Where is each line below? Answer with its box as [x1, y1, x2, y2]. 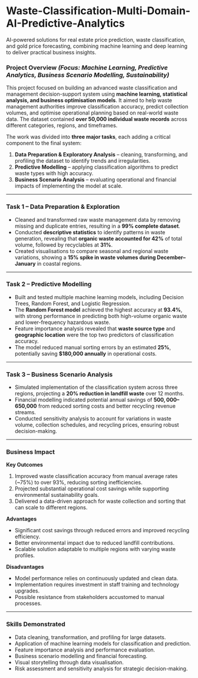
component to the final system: [6, 140, 82, 147]
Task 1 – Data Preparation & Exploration [6, 202, 120, 211]
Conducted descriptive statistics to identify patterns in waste [14, 228, 166, 235]
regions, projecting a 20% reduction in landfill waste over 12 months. [14, 390, 184, 397]
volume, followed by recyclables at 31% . [14, 241, 113, 248]
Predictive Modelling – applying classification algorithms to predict [14, 163, 179, 171]
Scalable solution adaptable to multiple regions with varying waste [14, 546, 176, 553]
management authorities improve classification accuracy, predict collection [6, 103, 189, 110]
